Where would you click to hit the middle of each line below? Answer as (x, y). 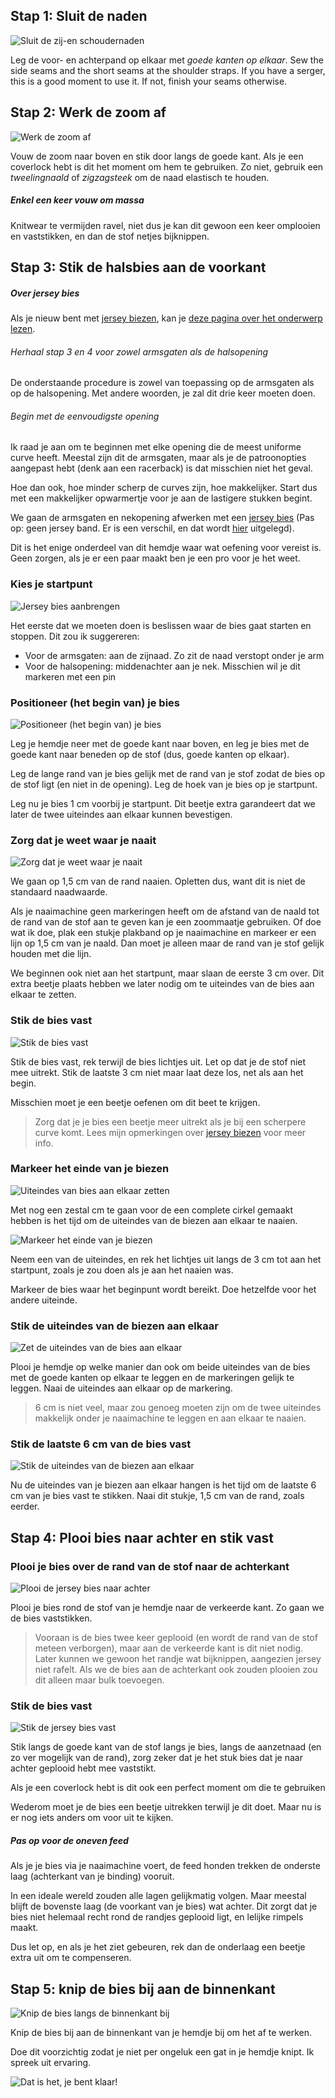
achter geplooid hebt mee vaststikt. (83, 1768)
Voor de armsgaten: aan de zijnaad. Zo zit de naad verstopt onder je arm (174, 655)
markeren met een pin (70, 676)
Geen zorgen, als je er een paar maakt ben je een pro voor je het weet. (155, 558)
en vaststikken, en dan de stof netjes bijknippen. (110, 236)
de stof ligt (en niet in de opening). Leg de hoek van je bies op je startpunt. (164, 784)
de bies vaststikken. (51, 1618)
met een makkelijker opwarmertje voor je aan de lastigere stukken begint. (161, 498)
